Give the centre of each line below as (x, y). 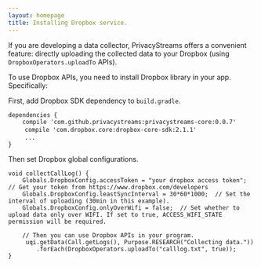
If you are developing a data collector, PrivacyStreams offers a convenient (127, 45)
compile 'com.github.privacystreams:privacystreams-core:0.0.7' (129, 122)
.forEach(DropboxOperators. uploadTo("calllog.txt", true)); (136, 249)
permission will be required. (58, 221)
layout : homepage (36, 15)
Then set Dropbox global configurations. (73, 159)
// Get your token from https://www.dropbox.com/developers (109, 187)
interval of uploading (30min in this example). (89, 201)
